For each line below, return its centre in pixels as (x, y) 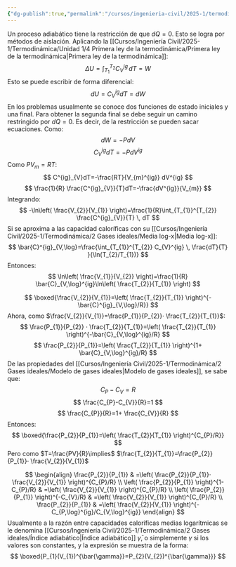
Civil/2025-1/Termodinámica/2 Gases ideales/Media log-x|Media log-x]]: (112, 236)
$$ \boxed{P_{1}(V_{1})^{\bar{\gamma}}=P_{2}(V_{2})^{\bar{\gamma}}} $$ (118, 556)
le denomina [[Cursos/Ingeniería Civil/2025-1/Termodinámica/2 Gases (109, 530)
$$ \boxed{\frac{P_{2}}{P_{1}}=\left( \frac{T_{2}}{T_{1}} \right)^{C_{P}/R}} (118, 435)
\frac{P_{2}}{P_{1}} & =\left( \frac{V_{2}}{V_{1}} (104, 504)
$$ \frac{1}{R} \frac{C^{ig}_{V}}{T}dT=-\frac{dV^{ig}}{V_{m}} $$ (118, 188)
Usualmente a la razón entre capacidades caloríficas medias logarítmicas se (118, 523)
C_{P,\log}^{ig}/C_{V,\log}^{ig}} (97, 512)
